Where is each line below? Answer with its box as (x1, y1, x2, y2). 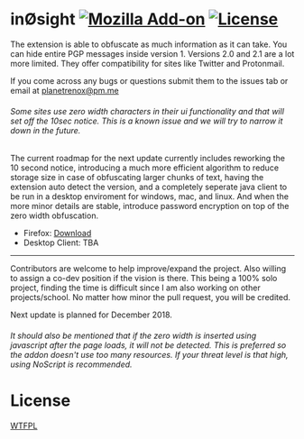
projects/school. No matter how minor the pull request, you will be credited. (10, 292, 291, 303)
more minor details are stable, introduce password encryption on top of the (10, 201, 290, 212)
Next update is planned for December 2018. (10, 309, 172, 320)
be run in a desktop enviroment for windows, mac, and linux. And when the (10, 191, 290, 202)
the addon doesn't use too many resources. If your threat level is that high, (10, 349, 289, 360)
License (10, 390, 71, 410)
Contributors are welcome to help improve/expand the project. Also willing (10, 263, 287, 274)
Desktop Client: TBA (23, 237, 99, 248)
